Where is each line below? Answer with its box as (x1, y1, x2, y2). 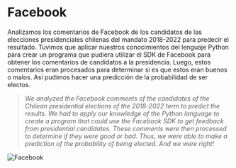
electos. (7, 80, 30, 89)
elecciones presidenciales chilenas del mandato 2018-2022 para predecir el (7, 35, 229, 43)
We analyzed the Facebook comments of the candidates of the (24, 94, 210, 103)
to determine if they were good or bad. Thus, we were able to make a (24, 132, 228, 140)
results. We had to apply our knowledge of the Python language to (24, 109, 220, 118)
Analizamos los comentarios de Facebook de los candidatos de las (7, 28, 202, 36)
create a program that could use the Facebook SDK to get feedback (24, 116, 225, 125)
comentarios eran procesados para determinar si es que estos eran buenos (7, 65, 228, 74)
